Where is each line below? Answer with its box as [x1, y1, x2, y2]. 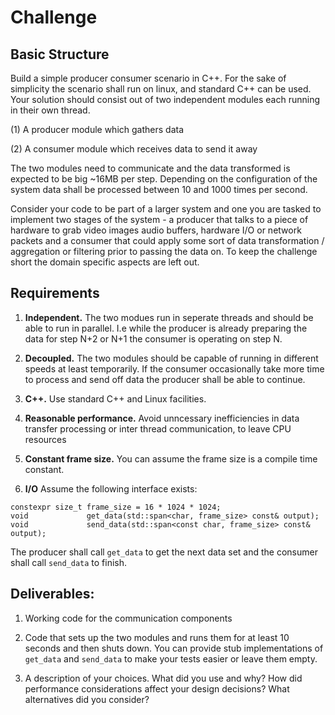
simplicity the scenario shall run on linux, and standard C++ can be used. [10, 83, 312, 95]
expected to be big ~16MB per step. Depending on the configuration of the [10, 173, 318, 185]
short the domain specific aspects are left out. [10, 256, 200, 268]
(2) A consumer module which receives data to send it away [10, 143, 258, 155]
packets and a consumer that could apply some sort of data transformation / [10, 235, 325, 246]
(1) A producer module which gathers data [10, 124, 185, 135]
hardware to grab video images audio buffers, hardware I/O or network [10, 224, 302, 236]
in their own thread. [10, 104, 91, 116]
